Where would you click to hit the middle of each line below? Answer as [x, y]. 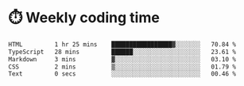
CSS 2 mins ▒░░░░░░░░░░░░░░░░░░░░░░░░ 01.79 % [122, 67]
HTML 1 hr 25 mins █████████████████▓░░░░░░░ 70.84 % [122, 44]
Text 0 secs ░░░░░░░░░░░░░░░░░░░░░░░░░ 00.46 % [122, 74]
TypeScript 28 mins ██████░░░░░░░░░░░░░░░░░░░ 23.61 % [122, 52]
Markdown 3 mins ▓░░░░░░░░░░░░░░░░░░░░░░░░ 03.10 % [122, 59]
